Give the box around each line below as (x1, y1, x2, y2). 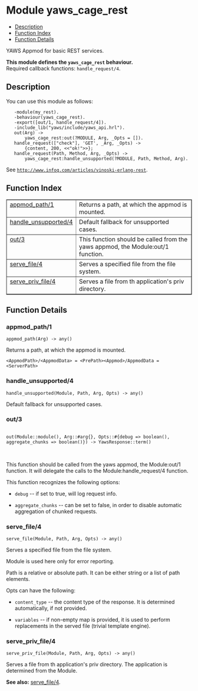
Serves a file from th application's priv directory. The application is (6, 661, 168, 668)
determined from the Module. (6, 667, 78, 674)
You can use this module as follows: (6, 98, 93, 105)
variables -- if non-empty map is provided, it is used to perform (14, 616, 171, 624)
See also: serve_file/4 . (6, 679, 61, 686)
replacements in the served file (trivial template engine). (14, 622, 151, 630)
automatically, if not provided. (14, 605, 87, 612)
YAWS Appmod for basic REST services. (6, 47, 104, 54)
